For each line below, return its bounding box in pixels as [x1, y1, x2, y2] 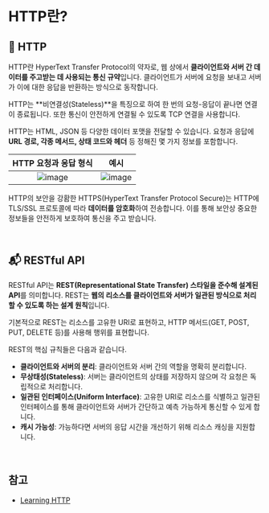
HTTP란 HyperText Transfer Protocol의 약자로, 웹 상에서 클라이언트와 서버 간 [8, 62, 253, 72]
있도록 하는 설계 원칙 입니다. [24, 300, 110, 310]
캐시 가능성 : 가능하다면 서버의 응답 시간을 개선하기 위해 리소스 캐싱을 [19, 421, 234, 431]
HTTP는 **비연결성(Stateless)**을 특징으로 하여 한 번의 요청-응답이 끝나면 [8, 100, 243, 109]
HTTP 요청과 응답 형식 [12, 158, 93, 169]
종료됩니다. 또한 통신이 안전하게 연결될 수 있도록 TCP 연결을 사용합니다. [16, 109, 241, 119]
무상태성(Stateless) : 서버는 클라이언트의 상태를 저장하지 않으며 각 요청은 [19, 371, 249, 381]
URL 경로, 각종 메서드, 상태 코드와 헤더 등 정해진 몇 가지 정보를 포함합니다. [8, 137, 238, 146]
